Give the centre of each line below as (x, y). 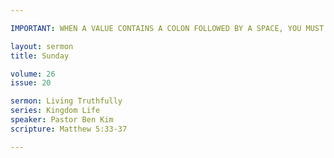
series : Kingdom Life (55, 111)
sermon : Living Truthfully (66, 101)
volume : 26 (33, 74)
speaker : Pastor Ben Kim (62, 120)
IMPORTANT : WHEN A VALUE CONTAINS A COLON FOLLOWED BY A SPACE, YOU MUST (167, 28)
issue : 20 (31, 83)
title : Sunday (40, 56)
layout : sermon (42, 46)
